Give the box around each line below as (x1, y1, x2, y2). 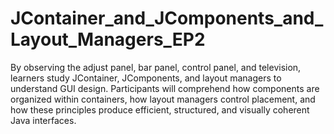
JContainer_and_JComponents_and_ (10, 7, 324, 30)
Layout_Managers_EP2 (10, 28, 206, 51)
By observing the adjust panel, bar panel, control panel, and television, (10, 61, 302, 73)
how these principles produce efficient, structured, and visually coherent (10, 103, 310, 116)
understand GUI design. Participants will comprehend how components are (10, 82, 320, 94)
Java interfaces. (10, 114, 77, 126)
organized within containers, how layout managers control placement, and (10, 93, 316, 105)
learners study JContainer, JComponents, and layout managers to (10, 72, 282, 84)
